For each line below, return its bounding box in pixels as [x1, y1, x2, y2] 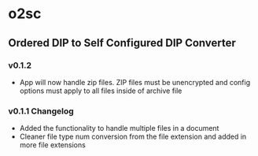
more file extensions [19, 140, 87, 150]
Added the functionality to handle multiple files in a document [19, 124, 219, 133]
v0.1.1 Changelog [8, 106, 75, 117]
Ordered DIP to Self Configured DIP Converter [8, 36, 236, 50]
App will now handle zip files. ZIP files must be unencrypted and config [19, 77, 251, 87]
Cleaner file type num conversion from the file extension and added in [19, 132, 247, 142]
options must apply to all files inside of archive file [19, 86, 182, 95]
